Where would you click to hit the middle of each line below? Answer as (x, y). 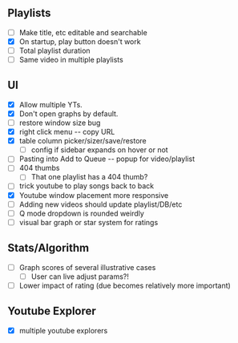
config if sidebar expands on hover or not (100, 150)
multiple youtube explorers (63, 330)
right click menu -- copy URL (67, 132)
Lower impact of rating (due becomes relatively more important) (125, 285)
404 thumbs (40, 168)
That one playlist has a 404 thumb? (89, 177)
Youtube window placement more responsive (94, 195)
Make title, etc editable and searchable (83, 32)
